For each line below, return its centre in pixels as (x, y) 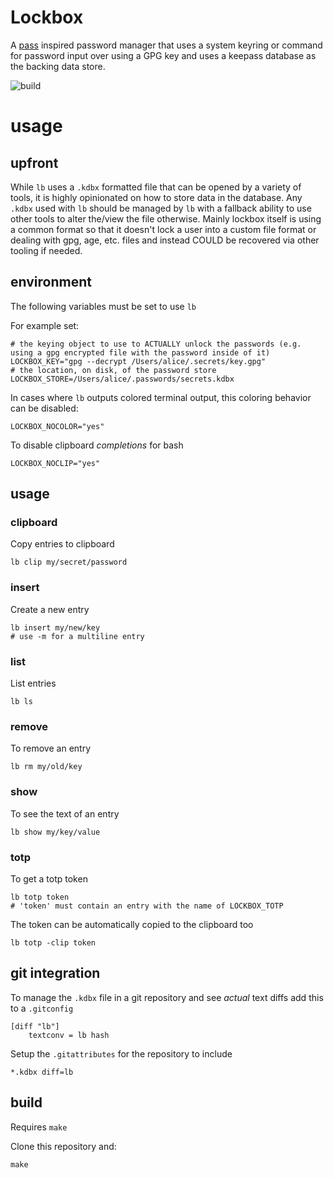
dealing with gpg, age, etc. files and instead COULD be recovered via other (165, 240)
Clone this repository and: (63, 1146)
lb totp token (40, 897)
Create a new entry (50, 609)
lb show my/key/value (55, 832)
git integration (55, 973)
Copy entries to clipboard (62, 544)
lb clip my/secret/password (69, 562)
